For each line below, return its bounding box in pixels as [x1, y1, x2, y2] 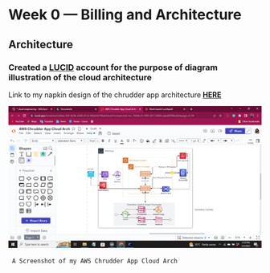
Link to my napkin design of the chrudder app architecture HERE [8, 90, 222, 100]
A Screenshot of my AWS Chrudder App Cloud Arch [11, 257, 178, 265]
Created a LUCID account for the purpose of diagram [8, 62, 219, 73]
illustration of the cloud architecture [8, 71, 153, 83]
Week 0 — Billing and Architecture [8, 6, 242, 24]
